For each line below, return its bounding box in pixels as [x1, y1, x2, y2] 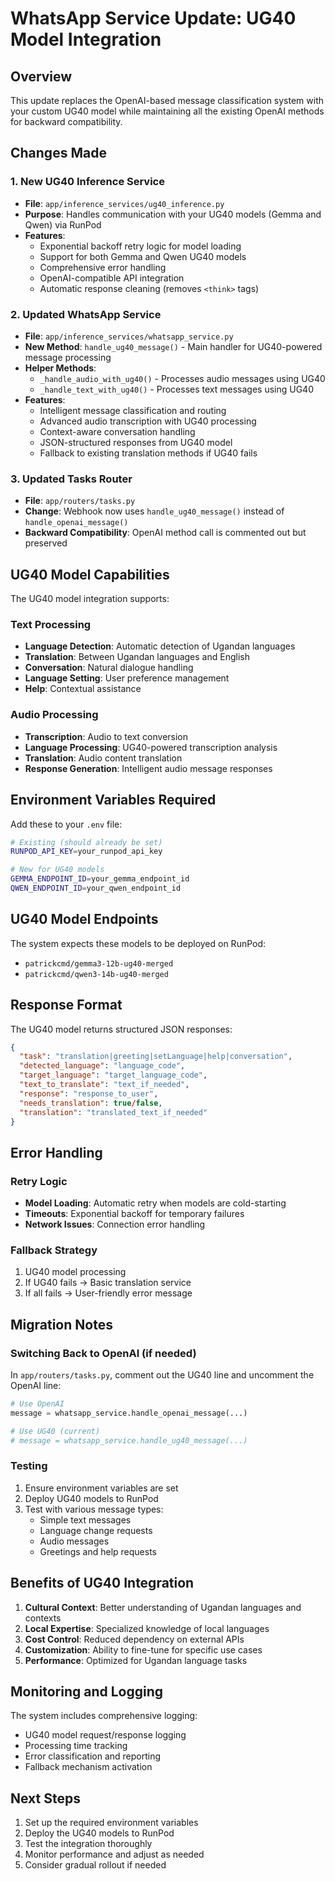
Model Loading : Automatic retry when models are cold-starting [24, 1197, 287, 1209]
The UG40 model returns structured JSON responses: [10, 1023, 233, 1035]
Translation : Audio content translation [24, 752, 183, 764]
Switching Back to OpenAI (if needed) [10, 1346, 197, 1360]
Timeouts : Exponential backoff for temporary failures [24, 1208, 245, 1220]
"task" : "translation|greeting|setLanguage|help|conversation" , [19, 1052, 293, 1062]
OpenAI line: [10, 1380, 62, 1392]
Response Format [10, 997, 123, 1014]
